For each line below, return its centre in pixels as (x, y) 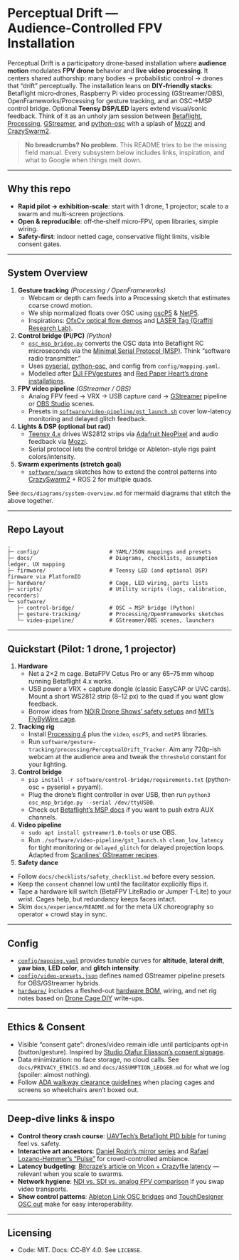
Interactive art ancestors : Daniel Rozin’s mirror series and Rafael (113, 1151)
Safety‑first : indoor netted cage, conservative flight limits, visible (113, 236)
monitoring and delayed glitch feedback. (87, 418)
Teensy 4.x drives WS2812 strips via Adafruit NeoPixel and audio (123, 434)
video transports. (43, 1189)
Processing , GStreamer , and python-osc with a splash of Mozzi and (106, 123)
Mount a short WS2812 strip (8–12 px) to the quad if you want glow (126, 697)
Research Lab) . (51, 328)
